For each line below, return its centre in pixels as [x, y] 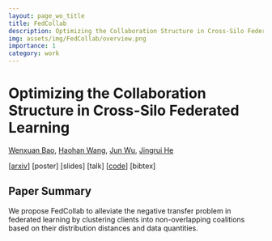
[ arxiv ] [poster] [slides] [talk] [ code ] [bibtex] [82, 166]
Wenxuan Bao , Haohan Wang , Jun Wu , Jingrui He [91, 150]
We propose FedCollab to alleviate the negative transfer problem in [120, 210]
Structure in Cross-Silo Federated [124, 111]
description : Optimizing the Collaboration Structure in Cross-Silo [126, 31]
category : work [34, 53]
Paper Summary [50, 191]
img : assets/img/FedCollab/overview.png [78, 38]
